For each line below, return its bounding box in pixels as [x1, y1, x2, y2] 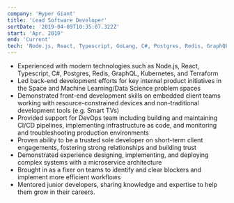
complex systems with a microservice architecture [17, 158, 162, 166]
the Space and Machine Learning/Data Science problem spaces [17, 84, 201, 92]
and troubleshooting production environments [17, 128, 150, 137]
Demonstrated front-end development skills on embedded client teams [17, 91, 221, 100]
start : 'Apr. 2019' [7, 29, 64, 37]
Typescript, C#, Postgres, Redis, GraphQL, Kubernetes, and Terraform [17, 69, 219, 77]
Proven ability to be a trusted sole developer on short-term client [17, 136, 203, 144]
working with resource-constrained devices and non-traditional [17, 99, 200, 107]
